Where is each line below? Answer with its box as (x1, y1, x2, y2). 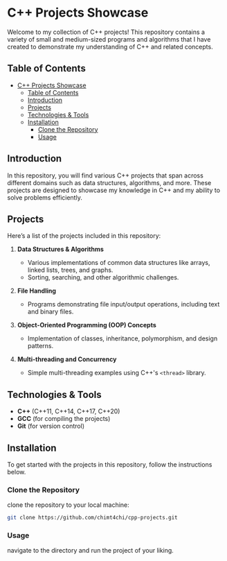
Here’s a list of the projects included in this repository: (7, 232, 161, 240)
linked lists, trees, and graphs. (27, 266, 113, 275)
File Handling (17, 286, 57, 295)
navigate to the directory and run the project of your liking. (7, 546, 174, 555)
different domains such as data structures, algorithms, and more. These (7, 178, 212, 187)
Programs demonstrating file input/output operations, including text (27, 300, 220, 309)
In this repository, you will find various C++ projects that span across (7, 171, 204, 180)
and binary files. (27, 307, 74, 316)
